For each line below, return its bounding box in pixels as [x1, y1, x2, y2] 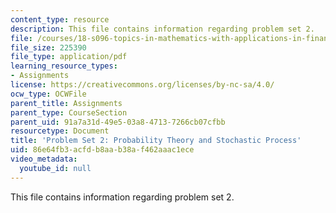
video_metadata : [10, 154, 78, 164]
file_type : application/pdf [10, 52, 128, 62]
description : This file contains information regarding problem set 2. [10, 24, 315, 34]
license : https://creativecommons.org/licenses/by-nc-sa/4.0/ [10, 80, 275, 90]
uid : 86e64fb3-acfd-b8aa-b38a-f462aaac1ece [10, 145, 195, 155]
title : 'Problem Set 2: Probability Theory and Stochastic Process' [10, 136, 302, 146]
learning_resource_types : [10, 61, 118, 71]
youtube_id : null [19, 163, 92, 173]
